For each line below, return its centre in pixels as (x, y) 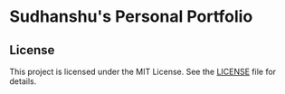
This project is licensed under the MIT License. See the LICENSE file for (143, 71)
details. (23, 81)
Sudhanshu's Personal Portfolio (131, 17)
